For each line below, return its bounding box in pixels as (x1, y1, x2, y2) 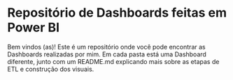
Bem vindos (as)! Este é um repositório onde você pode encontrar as (7, 42, 206, 51)
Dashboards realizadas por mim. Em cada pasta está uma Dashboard (7, 50, 206, 58)
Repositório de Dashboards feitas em (7, 5, 227, 21)
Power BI (7, 19, 60, 35)
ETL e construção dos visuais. (7, 65, 94, 73)
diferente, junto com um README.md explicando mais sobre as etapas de (7, 57, 220, 65)
